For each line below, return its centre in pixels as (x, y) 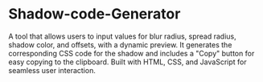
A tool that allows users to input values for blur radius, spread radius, (123, 36)
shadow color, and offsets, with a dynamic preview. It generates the (120, 44)
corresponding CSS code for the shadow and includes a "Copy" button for (131, 53)
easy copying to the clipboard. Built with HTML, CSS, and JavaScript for (127, 62)
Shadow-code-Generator (95, 14)
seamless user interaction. (52, 70)
